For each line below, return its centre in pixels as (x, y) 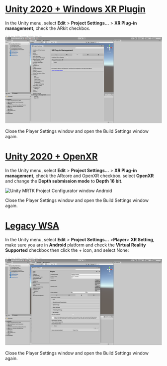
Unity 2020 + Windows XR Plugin (75, 9)
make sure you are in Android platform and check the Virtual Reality (76, 245)
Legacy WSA (32, 226)
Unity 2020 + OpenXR (51, 157)
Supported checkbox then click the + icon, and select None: (67, 250)
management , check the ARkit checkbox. (48, 28)
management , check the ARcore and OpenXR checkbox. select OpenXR (80, 176)
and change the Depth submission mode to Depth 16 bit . (64, 181)
